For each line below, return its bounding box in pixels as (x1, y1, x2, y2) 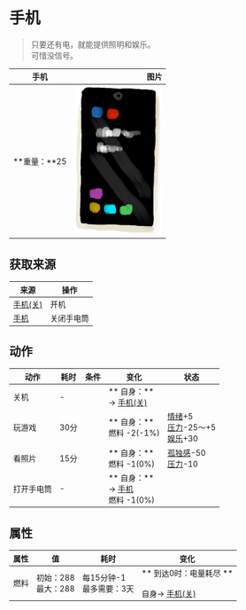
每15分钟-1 (82, 573, 127, 583)
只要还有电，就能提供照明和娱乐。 (30, 39, 156, 50)
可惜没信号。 (30, 50, 78, 60)
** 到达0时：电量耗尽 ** (141, 567, 234, 578)
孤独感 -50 (166, 447, 206, 457)
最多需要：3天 (82, 583, 135, 594)
